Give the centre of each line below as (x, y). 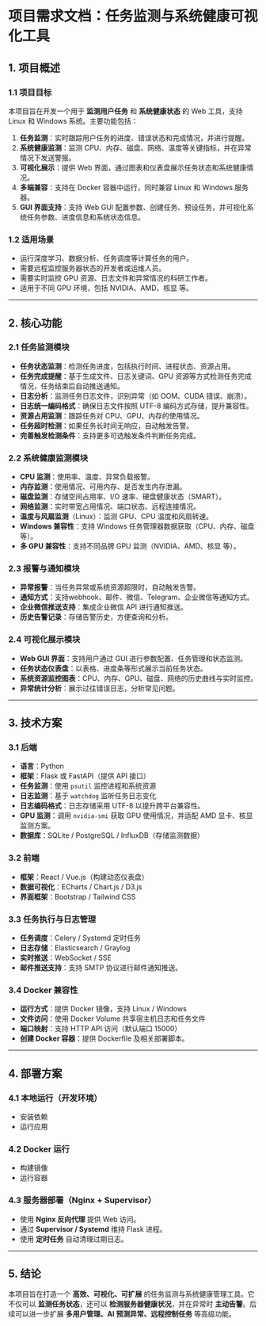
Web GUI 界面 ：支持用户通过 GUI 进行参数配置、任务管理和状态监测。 (133, 658)
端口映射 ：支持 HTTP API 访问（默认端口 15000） (101, 1029)
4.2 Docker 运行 (39, 1148)
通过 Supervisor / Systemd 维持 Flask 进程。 (93, 1229)
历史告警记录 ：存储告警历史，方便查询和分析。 (96, 617)
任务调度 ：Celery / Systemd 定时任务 (80, 938)
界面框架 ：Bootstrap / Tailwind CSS (78, 896)
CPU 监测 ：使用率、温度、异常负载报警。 (87, 477)
